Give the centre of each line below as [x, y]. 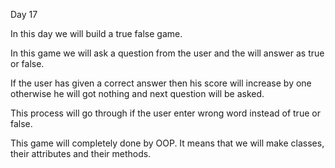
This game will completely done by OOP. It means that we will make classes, [167, 143]
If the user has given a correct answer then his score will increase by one [161, 83]
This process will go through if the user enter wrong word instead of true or [165, 113]
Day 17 [24, 14]
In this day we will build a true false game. [96, 33]
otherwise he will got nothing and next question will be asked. [137, 93]
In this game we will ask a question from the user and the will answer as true [167, 53]
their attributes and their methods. [81, 153]
